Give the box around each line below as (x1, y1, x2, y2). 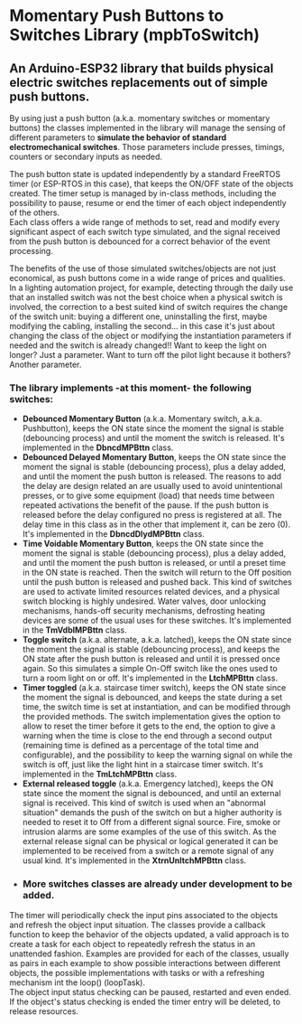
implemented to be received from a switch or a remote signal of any (22, 846, 275, 857)
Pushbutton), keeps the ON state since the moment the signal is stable (22, 423, 284, 434)
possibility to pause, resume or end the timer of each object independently (9, 198, 287, 208)
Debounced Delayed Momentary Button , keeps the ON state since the (22, 452, 287, 463)
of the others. (9, 207, 60, 218)
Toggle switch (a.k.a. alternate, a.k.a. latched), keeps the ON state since (22, 634, 292, 645)
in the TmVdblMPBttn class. (22, 625, 128, 635)
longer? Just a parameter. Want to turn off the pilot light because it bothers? (9, 350, 291, 360)
